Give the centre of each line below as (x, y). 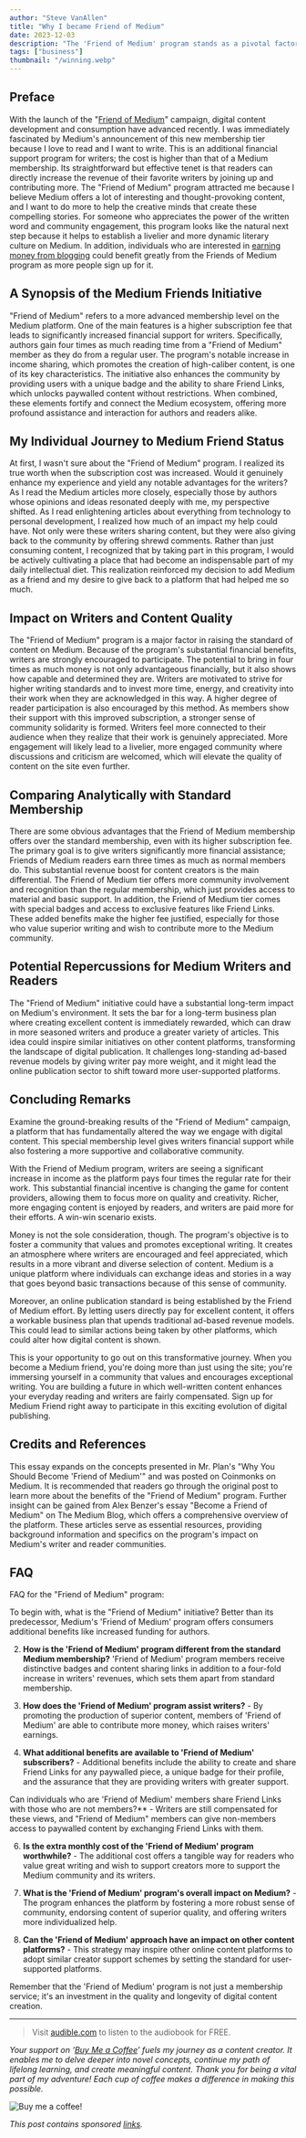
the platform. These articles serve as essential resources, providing (136, 1524)
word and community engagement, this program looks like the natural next (149, 226)
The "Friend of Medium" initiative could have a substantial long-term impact (152, 1003)
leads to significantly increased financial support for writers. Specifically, (146, 335)
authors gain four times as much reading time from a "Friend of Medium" (146, 344)
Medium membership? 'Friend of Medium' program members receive (153, 1659)
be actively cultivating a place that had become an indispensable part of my (152, 560)
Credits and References (78, 1444)
